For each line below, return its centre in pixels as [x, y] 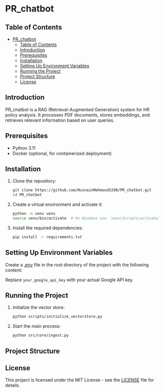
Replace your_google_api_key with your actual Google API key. [69, 280]
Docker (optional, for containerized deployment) [62, 153]
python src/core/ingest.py [40, 335]
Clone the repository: [34, 181]
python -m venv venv [34, 214]
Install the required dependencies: [48, 228]
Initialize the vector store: [38, 307]
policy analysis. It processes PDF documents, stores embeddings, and [77, 115]
